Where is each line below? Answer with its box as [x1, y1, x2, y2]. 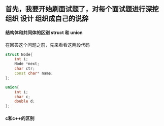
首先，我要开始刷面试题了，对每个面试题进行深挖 [5, 5, 159, 14]
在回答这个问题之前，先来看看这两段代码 [5, 42, 90, 48]
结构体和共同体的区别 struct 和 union [5, 29, 83, 36]
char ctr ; [14, 66, 36, 71]
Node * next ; [14, 61, 40, 67]
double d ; [14, 99, 36, 104]
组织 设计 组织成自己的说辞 [5, 14, 89, 23]
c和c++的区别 [5, 115, 35, 121]
